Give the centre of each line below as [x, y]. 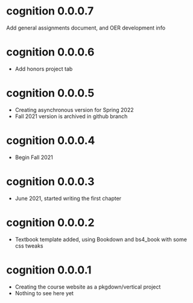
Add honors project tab [44, 69]
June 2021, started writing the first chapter [68, 198]
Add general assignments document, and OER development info [86, 28]
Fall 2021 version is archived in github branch [71, 116]
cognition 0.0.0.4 [51, 140]
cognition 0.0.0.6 [50, 52]
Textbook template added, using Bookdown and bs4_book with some [101, 239]
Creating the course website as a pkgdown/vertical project [88, 287]
